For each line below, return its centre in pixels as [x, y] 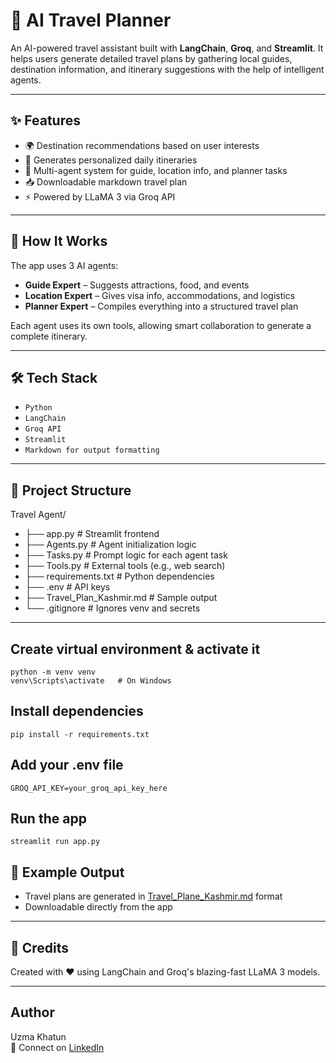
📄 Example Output [67, 872]
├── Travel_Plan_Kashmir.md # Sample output [121, 598]
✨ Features [45, 120]
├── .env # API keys [67, 587]
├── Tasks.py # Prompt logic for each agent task [126, 555]
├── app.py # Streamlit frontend [92, 534]
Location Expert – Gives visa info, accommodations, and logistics [160, 295]
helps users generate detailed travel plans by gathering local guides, [151, 58]
